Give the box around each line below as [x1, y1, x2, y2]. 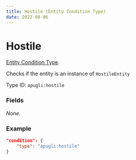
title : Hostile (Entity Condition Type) [6, 8, 107, 15]
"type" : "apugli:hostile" [16, 143, 80, 149]
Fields [6, 96, 24, 105]
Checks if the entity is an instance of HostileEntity [6, 70, 130, 77]
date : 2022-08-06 [6, 14, 49, 20]
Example [6, 124, 32, 132]
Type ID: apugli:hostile [6, 82, 64, 89]
